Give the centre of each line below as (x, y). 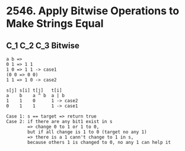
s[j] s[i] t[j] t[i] (34, 90)
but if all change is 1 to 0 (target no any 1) (87, 132)
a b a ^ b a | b (36, 96)
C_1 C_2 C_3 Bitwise (43, 45)
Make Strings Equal (55, 23)
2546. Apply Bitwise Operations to (93, 11)
